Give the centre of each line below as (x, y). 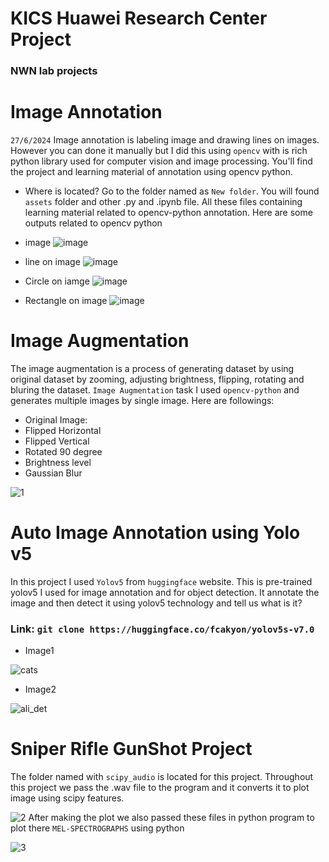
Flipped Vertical (57, 441)
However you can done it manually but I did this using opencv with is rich (159, 151)
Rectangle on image (66, 301)
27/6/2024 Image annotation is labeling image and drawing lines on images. (165, 140)
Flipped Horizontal (63, 430)
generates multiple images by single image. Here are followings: (142, 400)
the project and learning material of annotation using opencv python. (151, 172)
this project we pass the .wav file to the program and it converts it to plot (160, 788)
